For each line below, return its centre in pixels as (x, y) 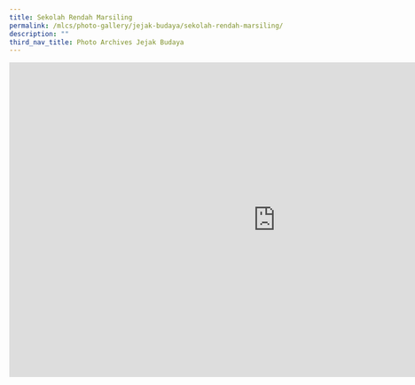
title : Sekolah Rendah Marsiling (71, 17)
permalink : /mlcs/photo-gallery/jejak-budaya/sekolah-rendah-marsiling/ (146, 26)
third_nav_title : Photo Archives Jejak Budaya (97, 42)
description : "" (39, 34)
